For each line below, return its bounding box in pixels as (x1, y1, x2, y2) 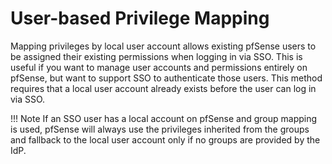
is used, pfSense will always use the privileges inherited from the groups (10, 123, 310, 135)
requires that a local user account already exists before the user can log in (10, 82, 317, 94)
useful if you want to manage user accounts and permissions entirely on (10, 61, 308, 73)
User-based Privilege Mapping (10, 7, 270, 30)
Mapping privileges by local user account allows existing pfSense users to (10, 40, 317, 52)
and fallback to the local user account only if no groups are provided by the (10, 133, 321, 146)
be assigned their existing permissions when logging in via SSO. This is (10, 50, 303, 62)
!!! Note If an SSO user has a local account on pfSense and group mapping (10, 112, 318, 124)
